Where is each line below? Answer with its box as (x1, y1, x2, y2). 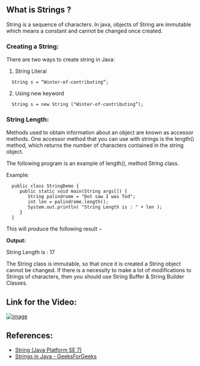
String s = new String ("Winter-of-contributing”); (11, 102, 144, 108)
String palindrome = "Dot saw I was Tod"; (28, 194, 136, 200)
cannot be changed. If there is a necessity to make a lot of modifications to (6, 267, 192, 274)
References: (6, 330, 53, 341)
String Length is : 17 (6, 249, 55, 256)
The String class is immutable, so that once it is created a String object (6, 260, 181, 267)
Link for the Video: (6, 297, 77, 307)
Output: (6, 237, 26, 244)
